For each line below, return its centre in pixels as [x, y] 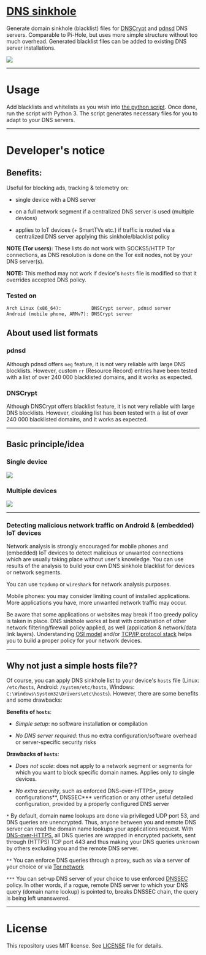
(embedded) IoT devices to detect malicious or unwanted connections [95, 553]
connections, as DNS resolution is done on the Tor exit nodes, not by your [100, 255]
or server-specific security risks [55, 742]
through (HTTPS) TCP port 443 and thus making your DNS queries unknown [103, 842]
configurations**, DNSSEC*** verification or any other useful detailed [104, 797]
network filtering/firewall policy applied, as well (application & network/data [102, 627]
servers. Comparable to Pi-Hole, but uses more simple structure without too [102, 34]
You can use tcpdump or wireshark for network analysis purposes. [89, 585]
